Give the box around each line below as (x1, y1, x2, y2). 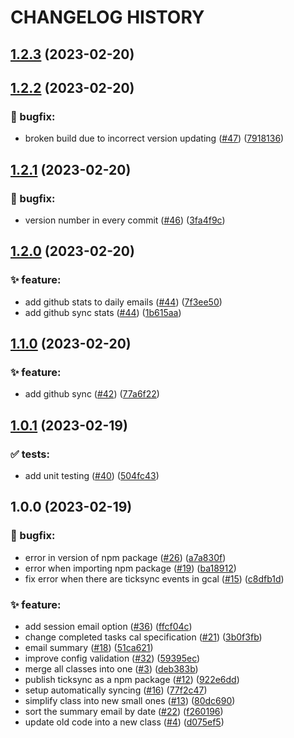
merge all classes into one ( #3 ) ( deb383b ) (24, 663, 199, 675)
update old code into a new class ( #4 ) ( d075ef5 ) (24, 716, 225, 728)
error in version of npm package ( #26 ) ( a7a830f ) (24, 551, 227, 563)
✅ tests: (10, 447, 50, 461)
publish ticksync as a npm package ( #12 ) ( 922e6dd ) (24, 674, 240, 685)
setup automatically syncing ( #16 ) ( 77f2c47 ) (24, 684, 208, 696)
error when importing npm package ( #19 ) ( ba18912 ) (24, 562, 237, 574)
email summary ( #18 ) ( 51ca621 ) (24, 642, 154, 653)
